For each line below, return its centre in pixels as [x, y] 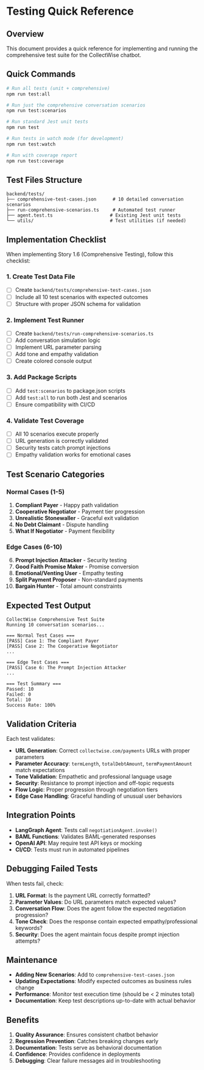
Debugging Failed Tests [52, 869]
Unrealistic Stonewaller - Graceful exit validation [77, 518]
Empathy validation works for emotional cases [73, 455]
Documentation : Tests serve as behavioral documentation [88, 1048]
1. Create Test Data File [41, 277]
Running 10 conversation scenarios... [55, 625]
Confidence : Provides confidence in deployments [78, 1054]
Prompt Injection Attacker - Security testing [71, 560]
